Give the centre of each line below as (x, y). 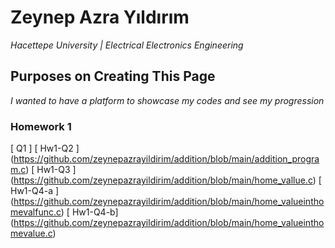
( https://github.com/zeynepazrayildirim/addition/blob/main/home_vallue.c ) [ (166, 180)
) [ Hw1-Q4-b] (89, 212)
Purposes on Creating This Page (113, 76)
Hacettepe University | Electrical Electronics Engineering (127, 45)
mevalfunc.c (36, 212)
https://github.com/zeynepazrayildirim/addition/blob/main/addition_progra (166, 159)
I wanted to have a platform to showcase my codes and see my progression (167, 100)
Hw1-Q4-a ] (35, 191)
